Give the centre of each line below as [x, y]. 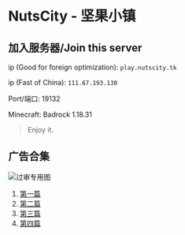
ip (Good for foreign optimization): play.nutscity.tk [92, 67]
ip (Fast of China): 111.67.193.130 [63, 82]
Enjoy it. [40, 130]
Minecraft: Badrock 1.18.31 [50, 114]
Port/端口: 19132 [34, 99]
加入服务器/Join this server [75, 48]
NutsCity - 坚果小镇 [72, 16]
